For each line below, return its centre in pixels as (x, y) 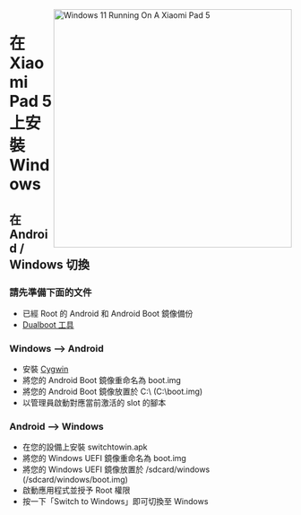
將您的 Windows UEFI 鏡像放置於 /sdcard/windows (116, 469)
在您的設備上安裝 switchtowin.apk (85, 447)
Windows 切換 (49, 264)
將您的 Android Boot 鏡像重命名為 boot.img (102, 380)
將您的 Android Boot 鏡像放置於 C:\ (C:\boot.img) (112, 392)
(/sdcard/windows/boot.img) (75, 480)
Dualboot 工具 (48, 324)
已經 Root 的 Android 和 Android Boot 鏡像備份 (107, 313)
